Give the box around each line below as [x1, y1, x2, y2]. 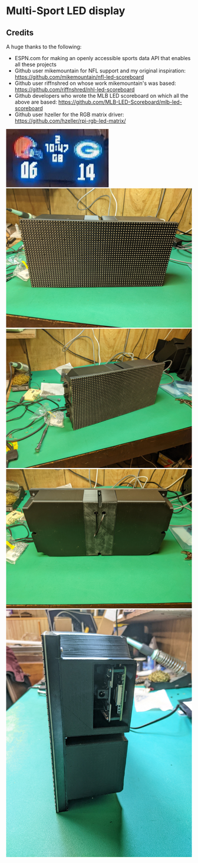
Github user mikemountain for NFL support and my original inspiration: [14, 67, 186, 74]
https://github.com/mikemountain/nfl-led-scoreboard [14, 74, 144, 80]
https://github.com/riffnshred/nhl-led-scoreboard [14, 86, 135, 93]
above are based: [14, 98, 57, 106]
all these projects [14, 61, 57, 68]
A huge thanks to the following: [6, 43, 82, 50]
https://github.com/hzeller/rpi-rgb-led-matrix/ [14, 117, 126, 124]
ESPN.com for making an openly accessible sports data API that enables [14, 55, 191, 61]
